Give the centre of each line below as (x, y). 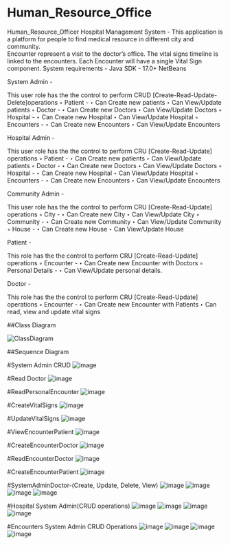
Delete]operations (33, 102)
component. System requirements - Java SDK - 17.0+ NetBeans (97, 68)
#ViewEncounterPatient (41, 431)
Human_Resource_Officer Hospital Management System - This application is (115, 32)
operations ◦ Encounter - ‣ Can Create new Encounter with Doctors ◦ (105, 263)
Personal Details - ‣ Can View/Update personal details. (85, 270)
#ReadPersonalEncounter (43, 391)
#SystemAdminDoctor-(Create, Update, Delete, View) (83, 485)
